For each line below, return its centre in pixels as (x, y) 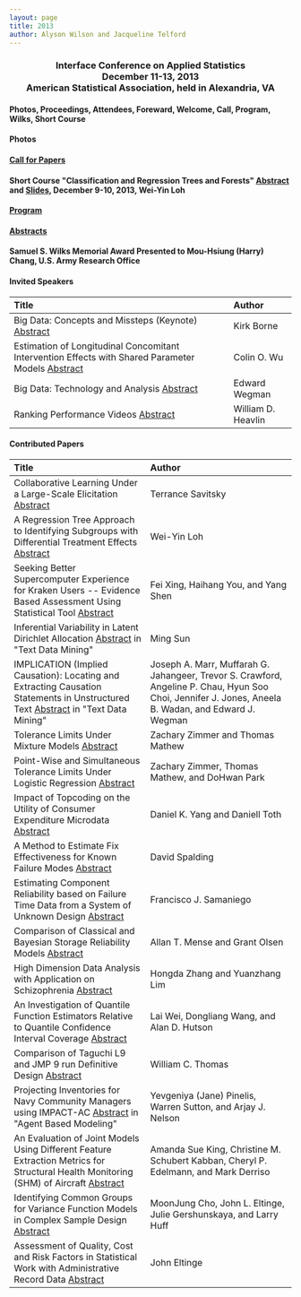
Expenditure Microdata (62, 819)
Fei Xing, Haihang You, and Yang (219, 584)
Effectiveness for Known (65, 857)
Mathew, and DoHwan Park (208, 777)
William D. (254, 409)
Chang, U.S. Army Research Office (75, 261)
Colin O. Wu (258, 357)
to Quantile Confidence (63, 1027)
